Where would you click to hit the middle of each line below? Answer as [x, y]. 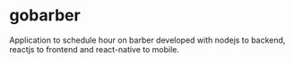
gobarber [45, 16]
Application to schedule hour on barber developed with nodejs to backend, [147, 40]
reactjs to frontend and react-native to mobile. [95, 49]
